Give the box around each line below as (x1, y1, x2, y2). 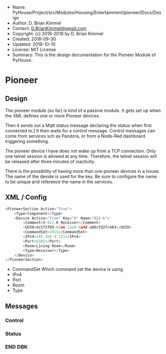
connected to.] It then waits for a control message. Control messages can (5, 128, 155, 133)
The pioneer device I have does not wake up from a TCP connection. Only (5, 148, 156, 154)
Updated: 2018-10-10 (12, 41, 56, 47)
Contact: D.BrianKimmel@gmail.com (12, 25, 87, 31)
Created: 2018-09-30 (12, 36, 56, 42)
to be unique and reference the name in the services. (5, 179, 113, 185)
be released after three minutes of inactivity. (5, 159, 96, 164)
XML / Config (5, 193, 47, 202)
